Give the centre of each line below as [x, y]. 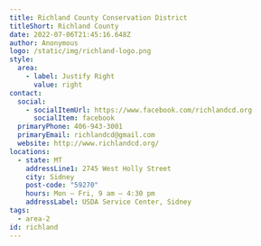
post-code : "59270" [62, 186]
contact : [26, 93]
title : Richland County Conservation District [98, 18]
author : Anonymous [44, 43]
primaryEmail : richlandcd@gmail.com [86, 135]
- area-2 [34, 219]
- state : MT [40, 160]
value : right [58, 85]
